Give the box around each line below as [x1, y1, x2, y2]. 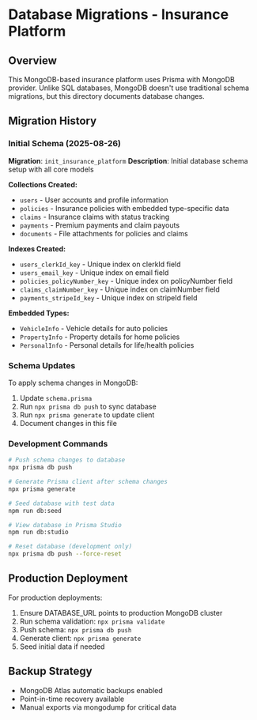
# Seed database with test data [8, 499, 115, 507]
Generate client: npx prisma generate [19, 633, 142, 643]
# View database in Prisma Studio [8, 521, 123, 529]
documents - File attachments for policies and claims [19, 228, 188, 238]
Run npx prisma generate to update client [19, 409, 155, 420]
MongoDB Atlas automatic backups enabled [19, 685, 164, 695]
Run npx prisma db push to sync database [19, 401, 157, 411]
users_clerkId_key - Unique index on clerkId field [19, 259, 181, 269]
